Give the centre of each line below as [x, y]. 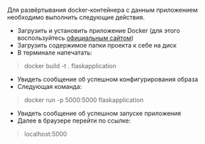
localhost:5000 [46, 134]
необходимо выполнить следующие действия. [76, 17]
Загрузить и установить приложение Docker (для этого [99, 31]
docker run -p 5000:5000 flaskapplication [84, 100]
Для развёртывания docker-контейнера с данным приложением [102, 10]
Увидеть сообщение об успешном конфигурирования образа [108, 79]
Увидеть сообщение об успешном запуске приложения [99, 113]
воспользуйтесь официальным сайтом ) [75, 38]
